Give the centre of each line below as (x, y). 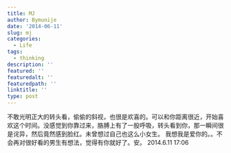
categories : (24, 39)
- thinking (29, 58)
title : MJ (21, 13)
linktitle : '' (27, 90)
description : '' (30, 64)
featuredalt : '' (30, 77)
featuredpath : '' (32, 84)
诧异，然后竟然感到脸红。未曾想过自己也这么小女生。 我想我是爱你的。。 (114, 134)
